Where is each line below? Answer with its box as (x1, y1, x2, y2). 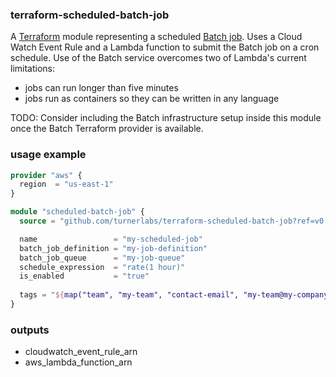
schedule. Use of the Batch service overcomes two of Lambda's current (10, 52, 307, 64)
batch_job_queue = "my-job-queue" (19, 253, 186, 263)
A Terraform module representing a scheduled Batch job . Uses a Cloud (10, 31, 303, 43)
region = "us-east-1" (19, 179, 114, 190)
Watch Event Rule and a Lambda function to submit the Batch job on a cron (10, 41, 320, 53)
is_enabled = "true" (19, 271, 150, 282)
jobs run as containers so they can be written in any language (24, 93, 280, 105)
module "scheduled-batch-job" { (10, 207, 145, 217)
